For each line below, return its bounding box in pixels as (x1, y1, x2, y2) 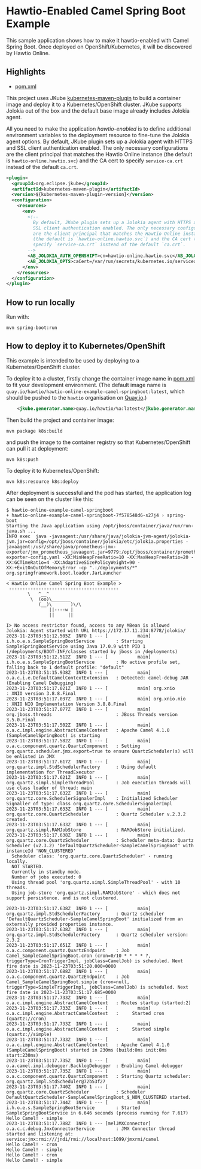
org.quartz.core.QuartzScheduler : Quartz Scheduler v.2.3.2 (6, 811, 186, 817)
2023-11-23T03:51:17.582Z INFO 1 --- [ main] (6, 738, 151, 744)
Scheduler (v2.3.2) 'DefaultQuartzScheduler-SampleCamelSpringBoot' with (6, 842, 194, 848)
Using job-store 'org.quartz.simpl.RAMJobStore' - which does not (11, 890, 181, 896)
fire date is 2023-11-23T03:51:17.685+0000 (6, 989, 117, 995)
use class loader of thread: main (6, 785, 93, 791)
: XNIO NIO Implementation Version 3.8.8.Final (6, 701, 127, 707)
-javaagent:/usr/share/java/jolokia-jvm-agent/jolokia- (48, 533, 191, 539)
